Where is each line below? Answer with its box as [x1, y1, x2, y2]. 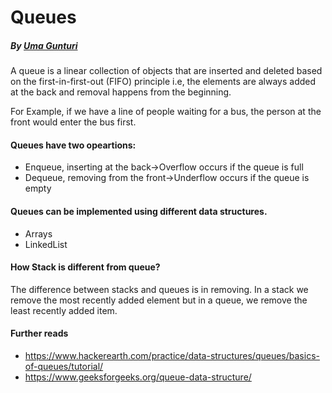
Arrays [24, 227, 53, 240]
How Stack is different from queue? [10, 261, 161, 273]
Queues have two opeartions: [10, 139, 137, 151]
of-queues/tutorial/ [24, 360, 104, 372]
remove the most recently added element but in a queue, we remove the [10, 294, 308, 306]
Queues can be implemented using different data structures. [10, 205, 268, 217]
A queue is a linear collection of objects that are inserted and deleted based [10, 65, 323, 77]
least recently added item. [10, 304, 118, 316]
